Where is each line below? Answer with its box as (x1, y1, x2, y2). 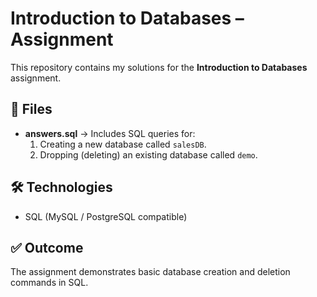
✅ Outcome (10, 239, 84, 256)
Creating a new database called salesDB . (39, 138, 207, 150)
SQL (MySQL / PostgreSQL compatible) (24, 210, 188, 222)
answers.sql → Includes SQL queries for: (24, 127, 196, 139)
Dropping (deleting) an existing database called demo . (39, 148, 258, 161)
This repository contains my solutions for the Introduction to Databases (10, 61, 308, 73)
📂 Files (10, 101, 53, 118)
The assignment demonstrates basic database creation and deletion (10, 266, 291, 278)
